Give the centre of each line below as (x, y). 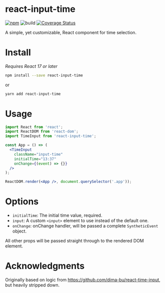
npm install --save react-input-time (44, 75)
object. (19, 231)
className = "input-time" (39, 154)
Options (22, 202)
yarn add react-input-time (33, 94)
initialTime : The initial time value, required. (57, 215)
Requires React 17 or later (31, 66)
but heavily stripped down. (32, 285)
